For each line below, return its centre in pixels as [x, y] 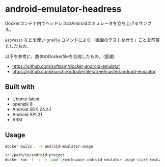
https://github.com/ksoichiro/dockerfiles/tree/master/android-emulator [84, 71]
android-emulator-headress [63, 9]
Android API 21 [27, 114]
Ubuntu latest [26, 99]
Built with [20, 87]
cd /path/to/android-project [35, 155]
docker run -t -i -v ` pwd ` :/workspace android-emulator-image [70, 160]
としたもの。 [18, 46]
